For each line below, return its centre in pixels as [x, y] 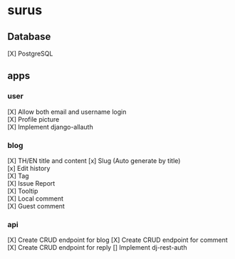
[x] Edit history [29, 168]
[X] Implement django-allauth [51, 127]
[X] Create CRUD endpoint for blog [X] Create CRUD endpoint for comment [117, 240]
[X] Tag [19, 176]
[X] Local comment [36, 199]
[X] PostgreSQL [30, 53]
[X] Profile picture [33, 119]
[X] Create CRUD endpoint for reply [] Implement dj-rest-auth [97, 248]
